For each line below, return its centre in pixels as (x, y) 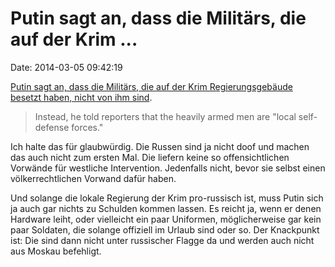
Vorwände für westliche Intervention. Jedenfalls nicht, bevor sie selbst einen (168, 168)
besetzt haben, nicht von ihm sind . (81, 97)
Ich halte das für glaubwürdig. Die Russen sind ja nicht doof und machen (160, 146)
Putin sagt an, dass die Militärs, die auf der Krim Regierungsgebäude (151, 86)
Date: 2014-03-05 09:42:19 (66, 67)
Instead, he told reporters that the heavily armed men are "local (165, 116)
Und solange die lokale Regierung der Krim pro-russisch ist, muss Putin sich (167, 198)
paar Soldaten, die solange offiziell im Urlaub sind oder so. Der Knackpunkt (165, 229)
